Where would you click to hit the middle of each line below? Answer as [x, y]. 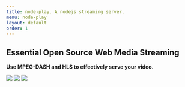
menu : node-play [26, 17]
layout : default [26, 23]
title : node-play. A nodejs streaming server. [65, 12]
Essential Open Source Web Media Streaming [93, 52]
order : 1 [17, 28]
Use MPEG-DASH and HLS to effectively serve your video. [80, 67]
